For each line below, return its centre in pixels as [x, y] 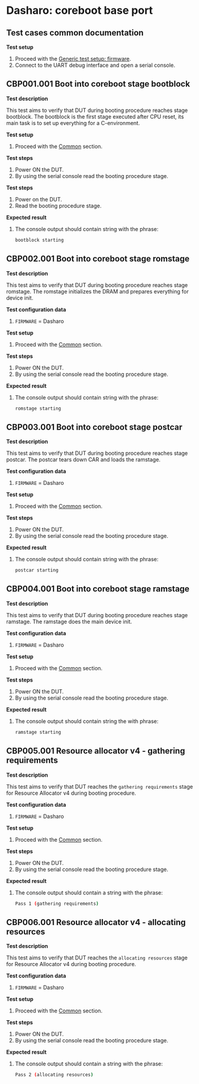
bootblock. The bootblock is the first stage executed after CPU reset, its [95, 116]
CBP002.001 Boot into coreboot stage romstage [98, 259]
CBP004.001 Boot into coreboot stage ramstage [98, 589]
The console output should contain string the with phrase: [87, 721]
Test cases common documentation [75, 33]
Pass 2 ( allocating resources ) [54, 1075]
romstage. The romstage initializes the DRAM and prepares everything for [98, 291]
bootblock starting [39, 240]
